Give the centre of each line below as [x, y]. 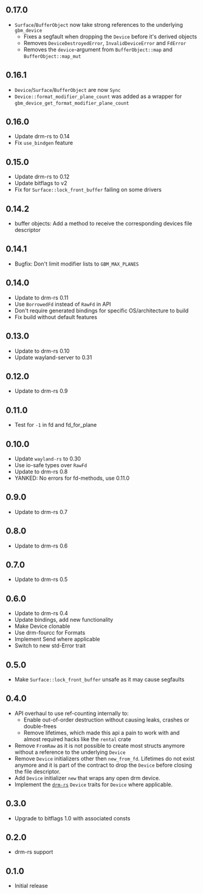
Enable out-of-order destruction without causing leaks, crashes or [106, 720]
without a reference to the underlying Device [70, 752]
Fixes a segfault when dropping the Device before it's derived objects [110, 37]
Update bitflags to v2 [41, 183]
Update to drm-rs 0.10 [42, 351]
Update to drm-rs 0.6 [41, 546]
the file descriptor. [37, 771]
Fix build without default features [56, 317]
